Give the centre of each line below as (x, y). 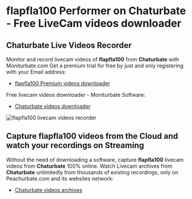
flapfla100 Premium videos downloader (63, 83)
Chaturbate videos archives (49, 190)
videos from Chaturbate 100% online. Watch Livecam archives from (89, 166)
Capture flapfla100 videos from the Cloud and (92, 136)
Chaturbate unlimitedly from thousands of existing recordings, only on (92, 172)
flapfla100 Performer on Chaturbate (96, 11)
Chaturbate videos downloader (52, 106)
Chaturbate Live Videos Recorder (69, 45)
